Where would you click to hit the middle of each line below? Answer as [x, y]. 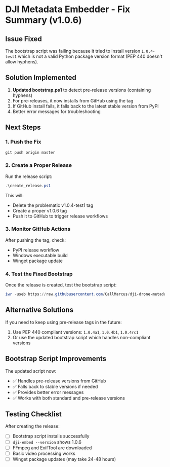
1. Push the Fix [23, 142]
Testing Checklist [33, 414]
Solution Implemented [41, 78]
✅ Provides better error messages [48, 392]
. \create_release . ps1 [28, 186]
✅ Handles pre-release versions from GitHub [59, 381]
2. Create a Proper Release [39, 165]
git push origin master [30, 152]
